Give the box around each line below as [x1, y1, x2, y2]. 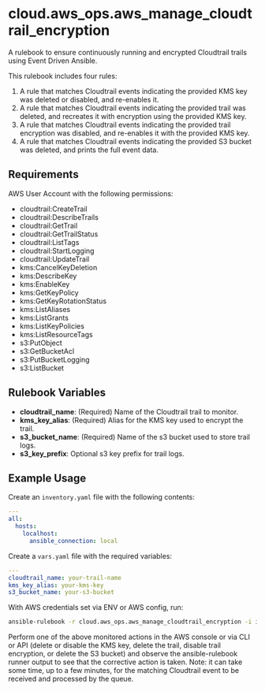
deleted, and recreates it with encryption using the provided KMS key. [19, 111, 247, 121]
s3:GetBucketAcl [19, 346, 75, 355]
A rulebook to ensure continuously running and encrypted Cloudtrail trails [8, 47, 247, 57]
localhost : [22, 529, 58, 537]
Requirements [8, 168, 79, 181]
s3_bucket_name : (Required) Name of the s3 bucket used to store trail [19, 432, 251, 441]
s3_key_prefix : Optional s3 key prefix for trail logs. [19, 448, 185, 458]
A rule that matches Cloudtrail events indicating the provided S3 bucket [19, 136, 252, 146]
